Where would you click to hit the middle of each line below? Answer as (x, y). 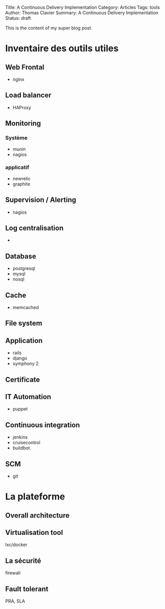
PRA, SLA (15, 601)
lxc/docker (16, 545)
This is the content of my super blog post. (49, 28)
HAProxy (22, 107)
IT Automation (28, 397)
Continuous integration (43, 425)
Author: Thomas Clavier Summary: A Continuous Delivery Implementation (82, 13)
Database (21, 256)
